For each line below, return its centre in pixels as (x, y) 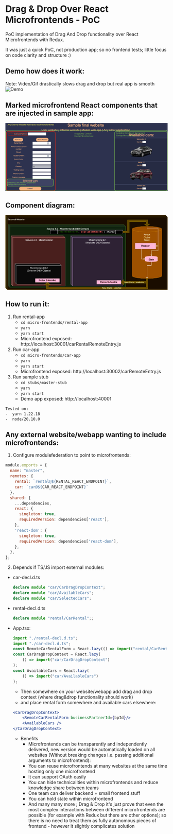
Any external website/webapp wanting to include (86, 435)
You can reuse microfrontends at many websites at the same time (98, 766)
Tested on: (17, 409)
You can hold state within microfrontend (71, 799)
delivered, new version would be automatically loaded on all (92, 749)
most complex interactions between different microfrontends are (97, 810)
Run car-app (26, 349)
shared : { (20, 498)
